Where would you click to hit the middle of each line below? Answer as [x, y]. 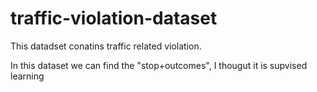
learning [27, 76]
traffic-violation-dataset [114, 18]
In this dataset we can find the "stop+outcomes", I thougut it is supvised [159, 65]
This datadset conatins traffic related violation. [106, 46]
